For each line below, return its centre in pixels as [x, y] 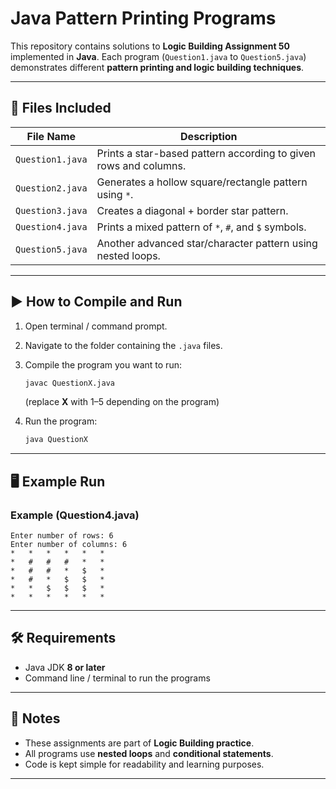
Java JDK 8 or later [65, 667]
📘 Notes [35, 718]
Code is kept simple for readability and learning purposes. [144, 764]
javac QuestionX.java [69, 383]
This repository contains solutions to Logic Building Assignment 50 [150, 46]
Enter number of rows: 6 [62, 536]
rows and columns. [141, 165]
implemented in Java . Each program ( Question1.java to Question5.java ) [158, 56]
